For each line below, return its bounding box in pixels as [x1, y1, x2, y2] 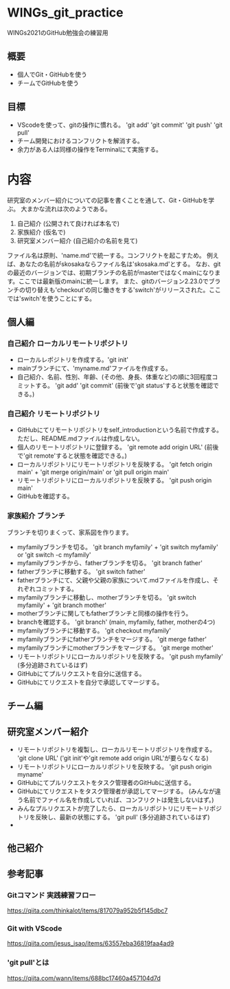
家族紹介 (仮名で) [16, 227, 66, 236]
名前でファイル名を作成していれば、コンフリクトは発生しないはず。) [23, 795, 214, 804]
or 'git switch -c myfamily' [16, 550, 91, 559]
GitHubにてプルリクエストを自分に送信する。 [16, 669, 146, 677]
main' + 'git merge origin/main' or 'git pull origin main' [16, 468, 170, 476]
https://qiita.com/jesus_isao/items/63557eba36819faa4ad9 [7, 939, 174, 948]
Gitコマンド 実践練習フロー [7, 890, 96, 900]
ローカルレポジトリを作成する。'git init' [16, 356, 129, 364]
